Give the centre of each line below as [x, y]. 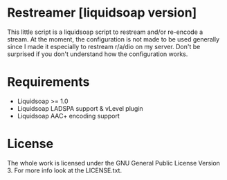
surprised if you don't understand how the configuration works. [98, 54]
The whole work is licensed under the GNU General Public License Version [113, 163]
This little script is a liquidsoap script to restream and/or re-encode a [105, 32]
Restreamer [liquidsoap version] [102, 13]
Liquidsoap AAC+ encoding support [68, 116]
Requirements [48, 82]
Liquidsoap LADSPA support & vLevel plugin [80, 108]
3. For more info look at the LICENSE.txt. [65, 170]
